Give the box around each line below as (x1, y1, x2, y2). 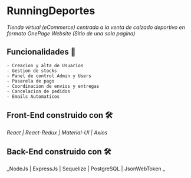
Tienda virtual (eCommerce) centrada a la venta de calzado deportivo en (6, 24, 185, 31)
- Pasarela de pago (6, 78, 55, 84)
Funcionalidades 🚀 (6, 47, 76, 57)
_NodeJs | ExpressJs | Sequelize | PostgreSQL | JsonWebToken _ (6, 165, 166, 172)
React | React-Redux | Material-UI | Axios (6, 128, 108, 136)
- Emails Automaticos (6, 93, 60, 100)
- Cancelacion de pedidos (6, 88, 70, 94)
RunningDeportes (6, 4, 95, 18)
